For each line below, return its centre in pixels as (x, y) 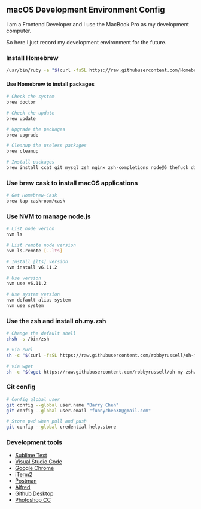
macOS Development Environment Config (86, 10)
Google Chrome (34, 468)
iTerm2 (24, 475)
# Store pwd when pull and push (46, 421)
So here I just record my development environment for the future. (86, 42)
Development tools (34, 442)
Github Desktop (34, 493)
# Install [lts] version (37, 261)
